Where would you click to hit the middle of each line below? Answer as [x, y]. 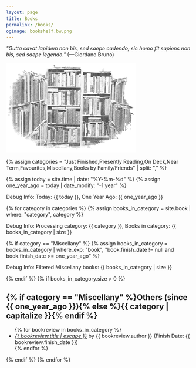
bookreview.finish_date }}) [46, 342]
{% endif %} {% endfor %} [38, 360]
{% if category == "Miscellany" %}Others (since [97, 297]
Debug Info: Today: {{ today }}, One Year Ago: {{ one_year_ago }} [85, 197]
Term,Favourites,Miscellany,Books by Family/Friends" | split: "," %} [87, 168]
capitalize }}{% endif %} [52, 315]
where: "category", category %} [45, 215]
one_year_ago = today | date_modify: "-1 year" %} [67, 185]
